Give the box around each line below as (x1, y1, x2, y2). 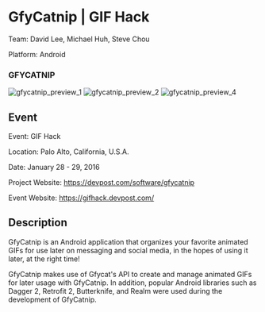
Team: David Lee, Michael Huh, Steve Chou (8, 34, 150, 44)
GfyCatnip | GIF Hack (8, 8, 150, 26)
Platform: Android (8, 49, 66, 59)
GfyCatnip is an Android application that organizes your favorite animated (8, 237, 248, 246)
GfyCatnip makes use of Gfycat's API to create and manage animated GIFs (8, 269, 252, 279)
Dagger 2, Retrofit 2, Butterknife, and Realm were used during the (8, 286, 223, 295)
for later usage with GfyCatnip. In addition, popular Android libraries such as (8, 278, 257, 287)
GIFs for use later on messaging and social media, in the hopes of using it (8, 245, 248, 255)
